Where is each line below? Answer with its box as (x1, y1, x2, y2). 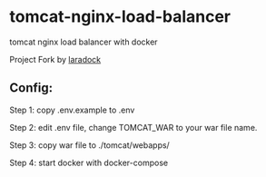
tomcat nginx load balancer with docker (9, 36, 158, 47)
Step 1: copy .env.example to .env (9, 104, 135, 115)
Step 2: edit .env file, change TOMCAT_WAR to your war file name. (9, 122, 258, 133)
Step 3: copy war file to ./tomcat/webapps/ (9, 139, 170, 151)
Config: (9, 80, 53, 96)
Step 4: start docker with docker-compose (9, 157, 169, 168)
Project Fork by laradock (9, 54, 102, 64)
